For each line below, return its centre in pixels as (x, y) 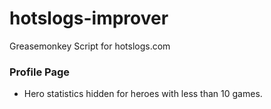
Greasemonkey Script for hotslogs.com (90, 46)
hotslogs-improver (89, 18)
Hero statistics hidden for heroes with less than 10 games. (143, 94)
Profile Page (39, 72)
